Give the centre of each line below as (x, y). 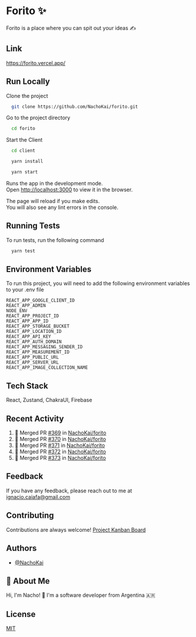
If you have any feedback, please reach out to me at (69, 491)
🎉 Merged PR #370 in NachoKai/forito (60, 439)
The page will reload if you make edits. (53, 201)
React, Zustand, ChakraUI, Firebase (49, 400)
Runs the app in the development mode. (54, 183)
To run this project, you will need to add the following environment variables (98, 283)
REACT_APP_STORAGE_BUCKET (38, 326)
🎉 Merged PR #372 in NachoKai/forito (60, 452)
